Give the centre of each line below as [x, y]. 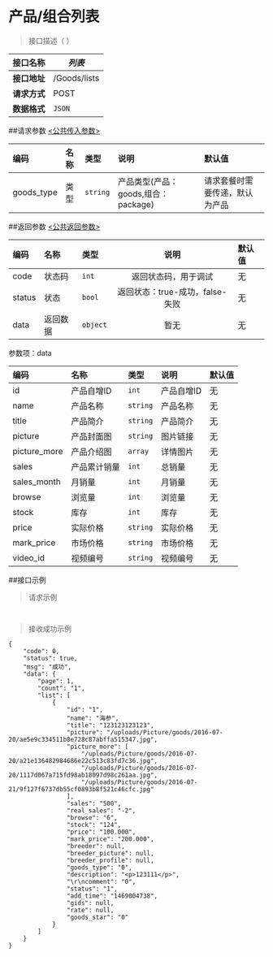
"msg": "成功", [48, 667]
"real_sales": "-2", [101, 810]
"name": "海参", [93, 718]
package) [136, 204]
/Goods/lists [76, 78]
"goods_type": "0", [99, 867]
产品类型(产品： [148, 181]
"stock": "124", [94, 825]
